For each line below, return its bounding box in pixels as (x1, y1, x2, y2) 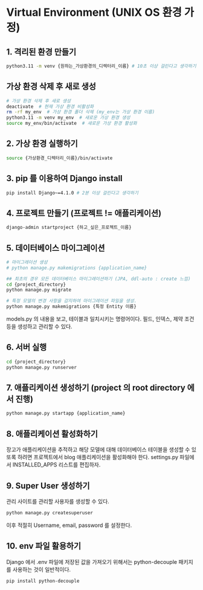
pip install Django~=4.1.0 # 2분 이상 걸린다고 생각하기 (6, 190, 139, 196)
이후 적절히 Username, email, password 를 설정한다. (6, 522, 132, 529)
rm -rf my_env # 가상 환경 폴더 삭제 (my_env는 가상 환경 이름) (6, 109, 155, 115)
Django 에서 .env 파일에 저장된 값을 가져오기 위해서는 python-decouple (6, 558, 177, 565)
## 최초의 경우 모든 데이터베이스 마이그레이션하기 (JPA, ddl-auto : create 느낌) (6, 276, 191, 282)
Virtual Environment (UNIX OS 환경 (6, 5, 182, 19)
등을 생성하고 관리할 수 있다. (6, 323, 72, 330)
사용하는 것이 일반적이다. (12, 566, 71, 573)
